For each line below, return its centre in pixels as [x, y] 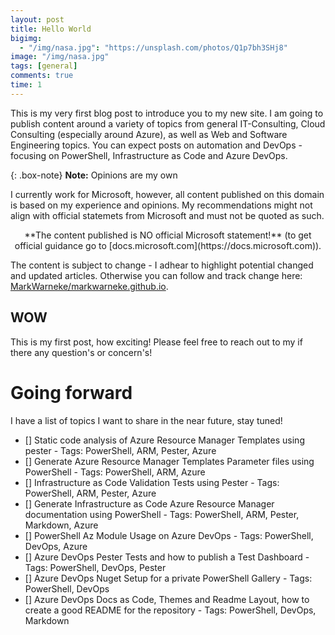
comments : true [42, 76]
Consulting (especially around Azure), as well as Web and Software [149, 134]
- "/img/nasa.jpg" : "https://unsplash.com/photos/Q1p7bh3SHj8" [153, 47]
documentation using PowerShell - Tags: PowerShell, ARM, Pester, [162, 514]
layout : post [37, 19]
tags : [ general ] [44, 66]
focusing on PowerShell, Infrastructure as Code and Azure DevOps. [149, 155]
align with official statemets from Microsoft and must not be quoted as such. [167, 215]
